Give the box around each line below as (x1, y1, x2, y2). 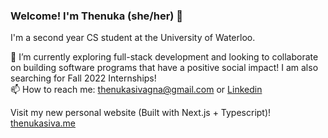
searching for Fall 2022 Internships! (10, 72, 157, 84)
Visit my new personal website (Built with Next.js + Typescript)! (10, 107, 272, 119)
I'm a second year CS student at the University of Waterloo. (10, 32, 256, 44)
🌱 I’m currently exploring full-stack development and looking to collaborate (10, 51, 319, 63)
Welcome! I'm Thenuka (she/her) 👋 (10, 9, 184, 23)
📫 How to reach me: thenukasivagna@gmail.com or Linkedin (10, 84, 263, 96)
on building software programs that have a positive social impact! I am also (10, 62, 319, 74)
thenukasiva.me (10, 117, 77, 129)
